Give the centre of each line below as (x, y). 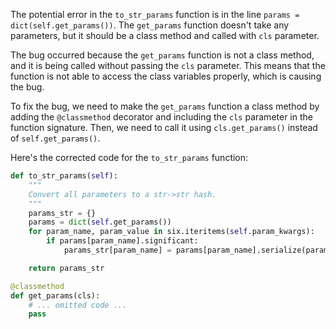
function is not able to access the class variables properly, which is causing (166, 76)
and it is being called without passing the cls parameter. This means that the (168, 65)
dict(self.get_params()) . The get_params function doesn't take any (150, 25)
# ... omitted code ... (78, 305)
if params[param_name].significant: (122, 241)
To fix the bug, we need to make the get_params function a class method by (165, 106)
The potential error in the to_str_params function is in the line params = (155, 14)
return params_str (66, 268)
